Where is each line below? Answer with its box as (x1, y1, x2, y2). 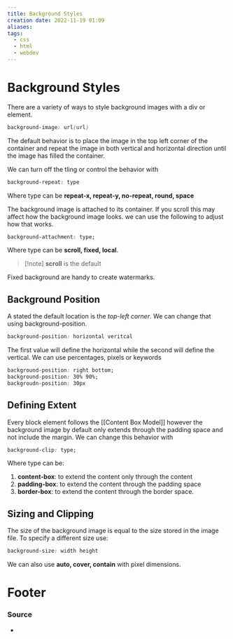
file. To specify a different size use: (7, 534, 108, 542)
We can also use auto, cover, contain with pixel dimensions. (7, 560, 181, 569)
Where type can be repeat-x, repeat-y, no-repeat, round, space (7, 191, 195, 200)
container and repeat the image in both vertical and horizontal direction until (7, 144, 227, 152)
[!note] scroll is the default (24, 260, 101, 268)
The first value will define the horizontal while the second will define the (7, 346, 215, 354)
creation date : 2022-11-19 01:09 (7, 17, 105, 24)
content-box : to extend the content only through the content (17, 473, 193, 481)
